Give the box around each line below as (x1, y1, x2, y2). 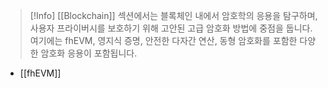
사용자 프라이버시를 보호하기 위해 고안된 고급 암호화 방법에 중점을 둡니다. (29, 22, 313, 34)
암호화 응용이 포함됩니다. (40, 47, 138, 59)
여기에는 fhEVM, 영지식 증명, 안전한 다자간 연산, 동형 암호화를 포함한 (29, 35, 298, 46)
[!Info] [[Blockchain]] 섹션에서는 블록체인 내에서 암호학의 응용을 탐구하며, (29, 10, 318, 21)
